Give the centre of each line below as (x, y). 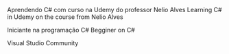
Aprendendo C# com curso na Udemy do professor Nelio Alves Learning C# (114, 10)
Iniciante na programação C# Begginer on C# (71, 30)
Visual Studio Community (43, 43)
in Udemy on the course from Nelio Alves (65, 17)
